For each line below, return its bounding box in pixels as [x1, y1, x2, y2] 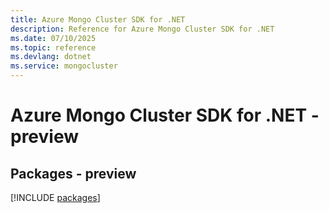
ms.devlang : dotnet [10, 52, 92, 62]
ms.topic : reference [10, 42, 97, 53]
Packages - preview [10, 165, 137, 182]
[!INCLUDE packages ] [10, 192, 101, 203]
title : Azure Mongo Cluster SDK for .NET [10, 14, 186, 25]
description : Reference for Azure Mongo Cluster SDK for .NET [10, 24, 275, 34]
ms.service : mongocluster [10, 61, 118, 71]
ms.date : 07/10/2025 [10, 33, 97, 43]
